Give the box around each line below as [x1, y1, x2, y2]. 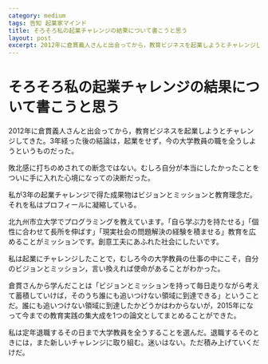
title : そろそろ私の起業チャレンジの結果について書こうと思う [8, 26, 187, 34]
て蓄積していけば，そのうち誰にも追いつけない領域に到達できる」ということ [8, 291, 260, 300]
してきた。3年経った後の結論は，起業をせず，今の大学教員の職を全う [14, 136, 243, 146]
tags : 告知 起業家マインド [8, 19, 88, 27]
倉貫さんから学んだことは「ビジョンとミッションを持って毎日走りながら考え [8, 281, 260, 291]
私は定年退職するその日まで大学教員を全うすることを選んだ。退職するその [8, 328, 253, 338]
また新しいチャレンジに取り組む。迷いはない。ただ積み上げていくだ [35, 338, 260, 347]
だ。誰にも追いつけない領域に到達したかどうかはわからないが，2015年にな [8, 301, 254, 311]
